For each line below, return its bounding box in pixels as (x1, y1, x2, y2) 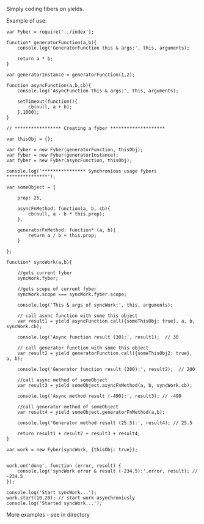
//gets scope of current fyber (17, 286, 97, 292)
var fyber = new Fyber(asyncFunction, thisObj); (6, 157, 133, 163)
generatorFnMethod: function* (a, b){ (17, 227, 116, 233)
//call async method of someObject (17, 377, 108, 383)
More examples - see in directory (6, 511, 90, 518)
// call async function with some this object (17, 313, 138, 319)
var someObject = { (6, 184, 56, 190)
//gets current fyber (17, 270, 72, 276)
